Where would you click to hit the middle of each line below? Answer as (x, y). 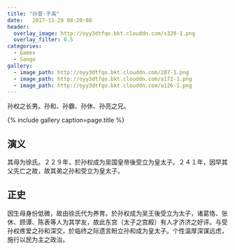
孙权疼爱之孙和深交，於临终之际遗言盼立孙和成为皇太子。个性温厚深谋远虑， (117, 230)
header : (19, 27)
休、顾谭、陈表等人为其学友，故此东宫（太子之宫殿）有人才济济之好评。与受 (117, 222)
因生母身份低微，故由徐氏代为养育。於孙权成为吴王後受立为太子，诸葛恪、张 (117, 213)
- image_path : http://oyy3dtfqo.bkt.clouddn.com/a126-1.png (103, 85)
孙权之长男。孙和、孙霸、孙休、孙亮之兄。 (69, 106)
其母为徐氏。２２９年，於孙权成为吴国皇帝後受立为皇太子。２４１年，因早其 (117, 162)
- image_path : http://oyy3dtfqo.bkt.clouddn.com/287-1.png (101, 72)
